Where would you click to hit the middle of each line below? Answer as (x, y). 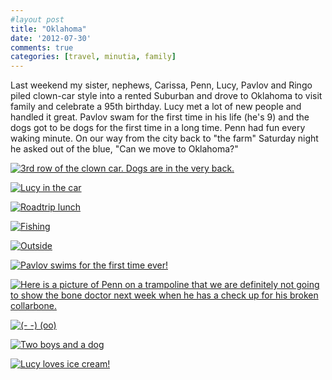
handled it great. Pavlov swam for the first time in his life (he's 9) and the (160, 117)
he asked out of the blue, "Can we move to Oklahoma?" (124, 149)
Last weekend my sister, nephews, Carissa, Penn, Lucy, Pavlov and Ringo (161, 85)
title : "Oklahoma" (48, 29)
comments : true (42, 47)
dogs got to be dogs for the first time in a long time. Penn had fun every (158, 128)
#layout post (37, 19)
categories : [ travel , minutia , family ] (93, 57)
